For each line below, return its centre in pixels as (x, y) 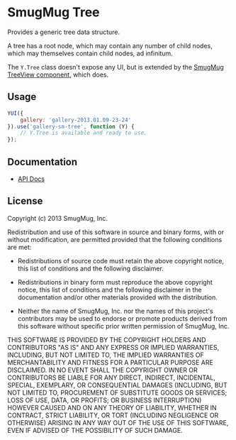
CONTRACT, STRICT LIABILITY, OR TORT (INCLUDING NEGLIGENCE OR (113, 415)
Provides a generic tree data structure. (64, 32)
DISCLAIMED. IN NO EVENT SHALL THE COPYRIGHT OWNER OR (103, 370)
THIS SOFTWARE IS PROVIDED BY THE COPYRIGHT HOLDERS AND (107, 340)
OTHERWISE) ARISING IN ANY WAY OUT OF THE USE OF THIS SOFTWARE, (118, 422)
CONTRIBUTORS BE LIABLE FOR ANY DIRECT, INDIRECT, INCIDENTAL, (112, 378)
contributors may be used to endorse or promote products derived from (122, 318)
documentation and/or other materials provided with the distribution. (117, 297)
